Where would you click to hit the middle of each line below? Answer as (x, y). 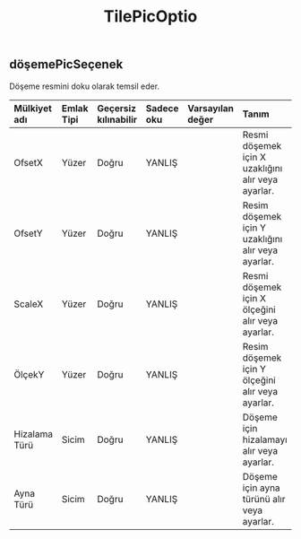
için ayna (261, 488)
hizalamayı (265, 439)
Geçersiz (117, 108)
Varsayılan (211, 108)
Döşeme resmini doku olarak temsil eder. (84, 86)
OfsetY (28, 233)
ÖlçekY (29, 374)
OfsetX (28, 162)
